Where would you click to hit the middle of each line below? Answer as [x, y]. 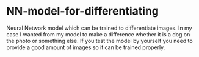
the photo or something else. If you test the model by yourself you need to [100, 41]
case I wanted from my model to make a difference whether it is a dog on [98, 34]
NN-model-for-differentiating [83, 11]
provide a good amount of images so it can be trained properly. [86, 47]
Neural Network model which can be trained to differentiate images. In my [99, 28]
